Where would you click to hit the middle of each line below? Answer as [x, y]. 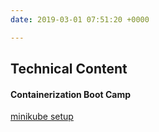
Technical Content [69, 69]
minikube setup [42, 117]
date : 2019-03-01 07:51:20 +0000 [80, 19]
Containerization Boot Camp [71, 94]
